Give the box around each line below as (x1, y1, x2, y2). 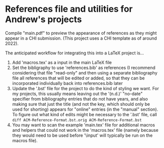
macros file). (12, 137, 38, 143)
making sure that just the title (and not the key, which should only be (12, 101, 150, 107)
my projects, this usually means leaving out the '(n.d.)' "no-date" (12, 91, 143, 97)
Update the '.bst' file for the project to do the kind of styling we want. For (12, 85, 159, 91)
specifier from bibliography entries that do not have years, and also (12, 96, 148, 101)
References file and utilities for (5, 3, 133, 15)
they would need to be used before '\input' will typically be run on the (12, 132, 153, 138)
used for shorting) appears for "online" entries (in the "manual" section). (12, 106, 158, 112)
